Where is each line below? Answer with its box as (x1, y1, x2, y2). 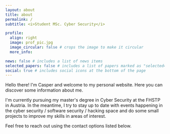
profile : (5, 31, 24, 36)
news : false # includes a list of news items (5, 59, 103, 64)
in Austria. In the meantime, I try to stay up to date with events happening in (5, 102, 163, 109)
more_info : (10, 49, 33, 55)
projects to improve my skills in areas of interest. (5, 113, 106, 119)
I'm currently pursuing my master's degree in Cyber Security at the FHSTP (5, 97, 161, 103)
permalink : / (5, 17, 33, 22)
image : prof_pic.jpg (10, 40, 53, 46)
